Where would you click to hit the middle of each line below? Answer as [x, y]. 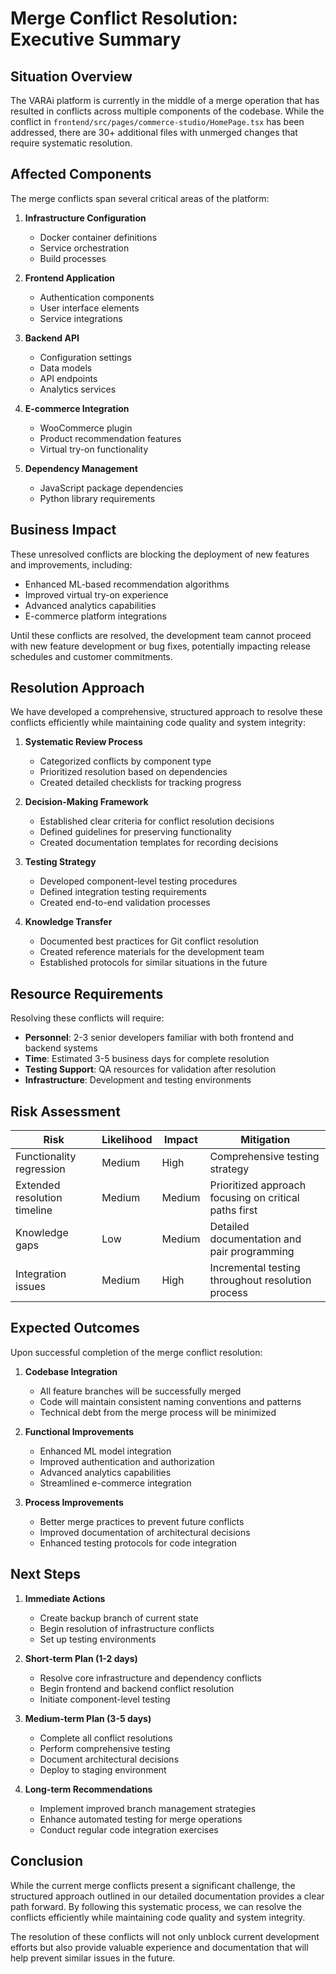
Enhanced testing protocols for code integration [138, 1543]
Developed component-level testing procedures [138, 881]
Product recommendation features [110, 438]
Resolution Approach [77, 688]
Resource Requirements [87, 993]
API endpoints [68, 378]
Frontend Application [70, 278]
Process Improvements [74, 1502]
